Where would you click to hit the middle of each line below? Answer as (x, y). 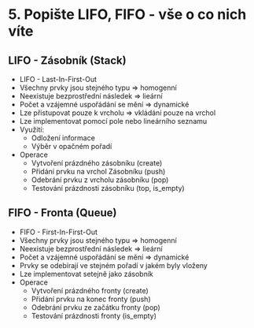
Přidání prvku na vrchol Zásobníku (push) (98, 171)
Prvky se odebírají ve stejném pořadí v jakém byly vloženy (114, 265)
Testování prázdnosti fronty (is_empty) (94, 315)
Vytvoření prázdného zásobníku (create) (97, 163)
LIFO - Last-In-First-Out (58, 79)
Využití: (32, 129)
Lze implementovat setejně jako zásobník (86, 274)
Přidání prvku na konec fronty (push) (91, 299)
